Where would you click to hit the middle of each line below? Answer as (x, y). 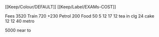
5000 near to (18, 30)
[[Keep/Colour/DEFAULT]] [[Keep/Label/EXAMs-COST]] (61, 7)
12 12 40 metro (20, 21)
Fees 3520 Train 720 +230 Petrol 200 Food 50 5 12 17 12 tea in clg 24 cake (80, 16)
